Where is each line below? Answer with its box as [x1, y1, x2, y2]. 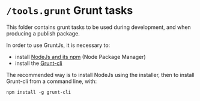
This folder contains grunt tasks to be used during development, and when [6, 23, 191, 31]
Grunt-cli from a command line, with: [6, 78, 97, 85]
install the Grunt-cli [14, 60, 62, 67]
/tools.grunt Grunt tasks [6, 4, 133, 17]
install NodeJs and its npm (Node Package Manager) [14, 53, 146, 60]
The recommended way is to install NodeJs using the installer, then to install [6, 71, 195, 78]
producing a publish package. [6, 29, 80, 37]
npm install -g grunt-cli [6, 89, 71, 95]
